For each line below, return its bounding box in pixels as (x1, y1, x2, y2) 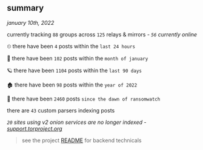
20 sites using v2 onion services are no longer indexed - (7, 119, 147, 126)
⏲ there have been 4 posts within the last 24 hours (7, 42, 136, 50)
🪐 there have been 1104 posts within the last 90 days (7, 67, 142, 74)
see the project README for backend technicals (21, 137, 142, 144)
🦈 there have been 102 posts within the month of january (7, 54, 148, 62)
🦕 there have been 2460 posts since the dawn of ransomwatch (7, 95, 161, 102)
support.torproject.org (7, 125, 62, 132)
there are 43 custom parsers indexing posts (7, 106, 115, 114)
